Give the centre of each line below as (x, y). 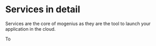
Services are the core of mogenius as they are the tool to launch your (78, 24)
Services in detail (43, 9)
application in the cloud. (31, 29)
